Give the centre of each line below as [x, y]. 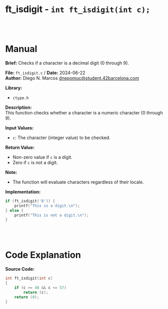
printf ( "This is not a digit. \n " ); [52, 215]
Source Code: [20, 269]
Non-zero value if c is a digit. [42, 157]
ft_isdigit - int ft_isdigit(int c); [78, 9]
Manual [21, 49]
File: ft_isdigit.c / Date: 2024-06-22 [45, 73]
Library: [14, 88]
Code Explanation [43, 255]
